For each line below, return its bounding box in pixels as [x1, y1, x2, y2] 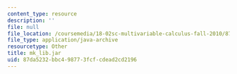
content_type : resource [7, 10, 78, 18]
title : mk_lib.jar [7, 50, 61, 57]
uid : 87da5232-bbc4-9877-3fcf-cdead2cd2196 [7, 56, 138, 63]
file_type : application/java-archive [7, 37, 119, 44]
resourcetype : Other [7, 43, 68, 50]
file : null [7, 23, 39, 30]
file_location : [7, 30, 52, 37]
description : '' [7, 17, 55, 24]
